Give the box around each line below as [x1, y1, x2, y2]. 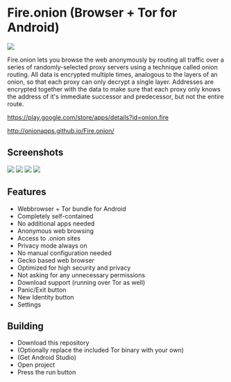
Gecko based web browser [17, 256, 95, 264]
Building [7, 320, 44, 332]
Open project [17, 361, 55, 369]
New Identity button [17, 293, 74, 301]
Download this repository [17, 338, 89, 347]
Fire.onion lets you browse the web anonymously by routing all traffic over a [7, 55, 224, 64]
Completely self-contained [17, 211, 94, 220]
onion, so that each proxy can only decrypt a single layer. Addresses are [7, 78, 214, 86]
